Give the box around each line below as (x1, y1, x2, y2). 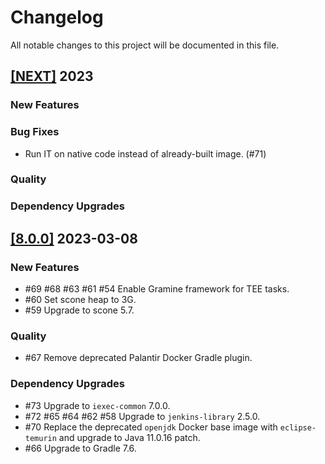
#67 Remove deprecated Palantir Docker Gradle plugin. (24, 352, 253, 364)
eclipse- (279, 422, 317, 433)
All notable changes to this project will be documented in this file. (10, 39, 280, 51)
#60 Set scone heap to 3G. (24, 294, 137, 306)
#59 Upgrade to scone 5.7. (24, 304, 135, 316)
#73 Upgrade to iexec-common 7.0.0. (24, 399, 171, 411)
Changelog (10, 6, 104, 29)
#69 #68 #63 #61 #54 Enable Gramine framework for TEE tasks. (24, 283, 290, 295)
